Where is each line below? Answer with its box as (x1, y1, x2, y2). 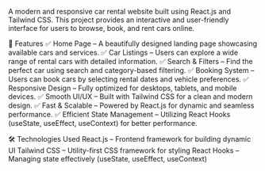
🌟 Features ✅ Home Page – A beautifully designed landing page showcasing (8, 39, 258, 48)
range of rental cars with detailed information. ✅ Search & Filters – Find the (8, 57, 253, 66)
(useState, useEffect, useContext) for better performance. (8, 119, 198, 127)
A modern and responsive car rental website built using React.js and (8, 7, 232, 16)
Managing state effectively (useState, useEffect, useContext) (8, 154, 208, 163)
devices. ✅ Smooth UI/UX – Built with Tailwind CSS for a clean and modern (8, 92, 253, 101)
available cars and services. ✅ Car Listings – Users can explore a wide (8, 47, 239, 57)
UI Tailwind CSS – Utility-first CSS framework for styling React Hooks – (8, 146, 240, 155)
